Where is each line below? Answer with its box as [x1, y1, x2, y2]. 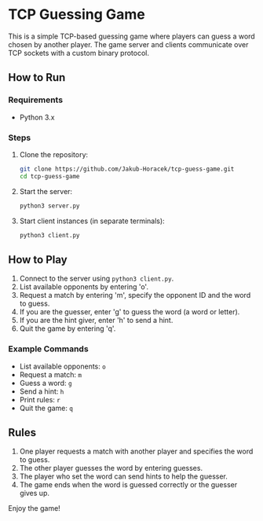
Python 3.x [19, 112, 55, 122]
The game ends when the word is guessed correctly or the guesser [19, 480, 238, 490]
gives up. [19, 489, 49, 498]
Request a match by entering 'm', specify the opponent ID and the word [19, 291, 251, 300]
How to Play [8, 253, 68, 266]
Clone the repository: [19, 149, 89, 159]
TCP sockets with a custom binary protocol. [8, 48, 150, 57]
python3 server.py [19, 202, 80, 210]
